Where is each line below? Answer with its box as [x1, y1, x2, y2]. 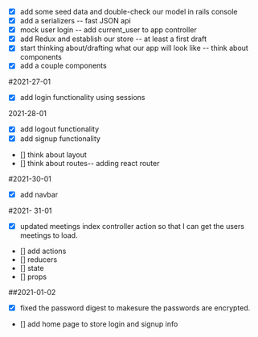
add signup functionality [19, 133, 100, 144]
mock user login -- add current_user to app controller [19, 25, 197, 35]
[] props [19, 272, 47, 281]
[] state [19, 263, 44, 273]
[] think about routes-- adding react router [19, 158, 160, 168]
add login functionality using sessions [19, 93, 145, 102]
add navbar [19, 189, 59, 199]
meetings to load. [19, 230, 78, 240]
